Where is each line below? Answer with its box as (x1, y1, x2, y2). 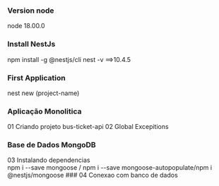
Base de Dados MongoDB (7, 140, 97, 150)
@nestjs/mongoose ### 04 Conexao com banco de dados (7, 171, 178, 180)
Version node (7, 6, 54, 15)
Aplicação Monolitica (7, 106, 82, 116)
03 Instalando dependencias (7, 156, 90, 164)
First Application (7, 73, 66, 82)
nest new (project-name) (7, 89, 80, 97)
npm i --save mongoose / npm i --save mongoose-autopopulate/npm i (7, 163, 213, 172)
